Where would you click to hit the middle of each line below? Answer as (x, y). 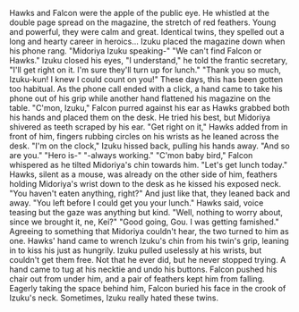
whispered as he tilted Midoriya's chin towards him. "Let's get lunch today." (149, 165)
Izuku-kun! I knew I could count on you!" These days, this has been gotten (146, 79)
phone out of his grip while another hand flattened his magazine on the (140, 98)
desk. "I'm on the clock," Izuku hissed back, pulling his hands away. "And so (149, 146)
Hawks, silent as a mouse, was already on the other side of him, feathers (143, 174)
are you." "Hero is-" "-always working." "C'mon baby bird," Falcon (131, 155)
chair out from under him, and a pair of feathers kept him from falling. (137, 279)
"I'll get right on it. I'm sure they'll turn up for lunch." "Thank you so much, (145, 70)
